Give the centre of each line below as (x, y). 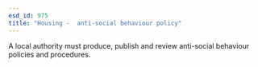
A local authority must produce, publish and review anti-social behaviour (129, 45)
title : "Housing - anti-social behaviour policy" (95, 23)
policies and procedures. (50, 54)
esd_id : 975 (28, 16)
